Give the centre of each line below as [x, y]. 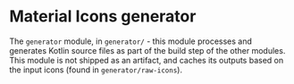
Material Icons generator [103, 17]
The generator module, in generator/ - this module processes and [131, 41]
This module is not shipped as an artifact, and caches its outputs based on [147, 60]
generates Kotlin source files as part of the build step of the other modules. [147, 50]
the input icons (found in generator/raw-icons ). [96, 70]
